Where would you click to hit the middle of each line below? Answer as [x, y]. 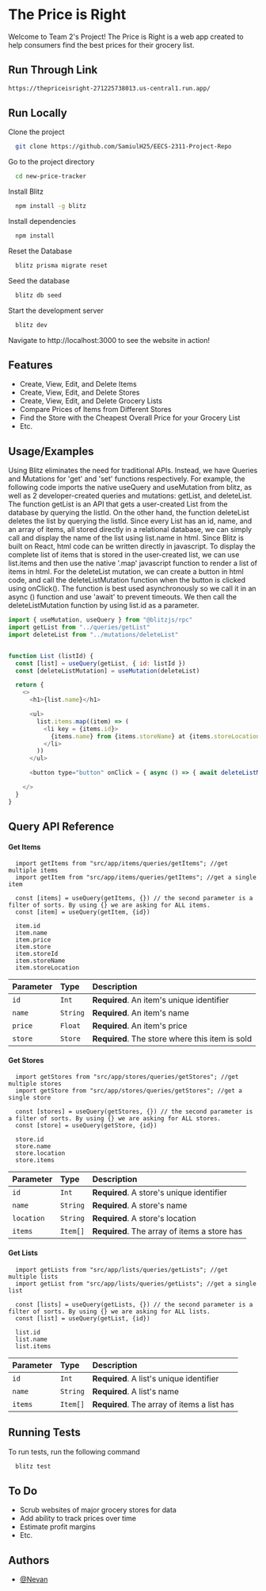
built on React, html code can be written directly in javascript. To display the [132, 546]
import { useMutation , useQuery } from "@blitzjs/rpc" [101, 620]
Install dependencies [42, 222]
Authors [29, 1560]
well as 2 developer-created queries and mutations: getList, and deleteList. [130, 496]
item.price [33, 940]
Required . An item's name [141, 1013]
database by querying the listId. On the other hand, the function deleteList [129, 513]
